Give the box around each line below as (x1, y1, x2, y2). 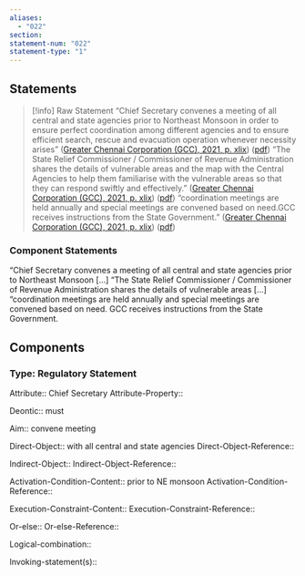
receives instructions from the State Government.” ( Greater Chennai (31, 211, 287, 222)
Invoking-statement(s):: (9, 556, 97, 567)
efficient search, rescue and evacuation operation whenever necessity (31, 134, 297, 145)
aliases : (9, 13, 43, 23)
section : (9, 30, 43, 39)
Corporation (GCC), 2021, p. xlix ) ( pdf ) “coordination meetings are (31, 192, 280, 203)
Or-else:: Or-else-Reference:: (9, 520, 119, 531)
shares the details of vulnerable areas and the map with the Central (31, 163, 284, 174)
